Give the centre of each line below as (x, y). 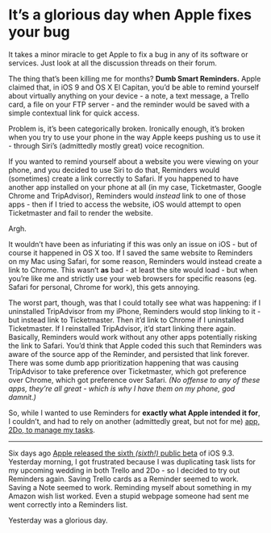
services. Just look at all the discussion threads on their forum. (113, 63)
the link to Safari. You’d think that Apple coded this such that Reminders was (135, 346)
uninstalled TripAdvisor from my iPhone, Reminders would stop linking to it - (135, 311)
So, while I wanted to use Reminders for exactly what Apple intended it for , (134, 413)
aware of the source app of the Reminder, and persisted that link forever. (129, 354)
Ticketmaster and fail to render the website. (81, 212)
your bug (39, 32)
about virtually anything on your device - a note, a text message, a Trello (129, 95)
